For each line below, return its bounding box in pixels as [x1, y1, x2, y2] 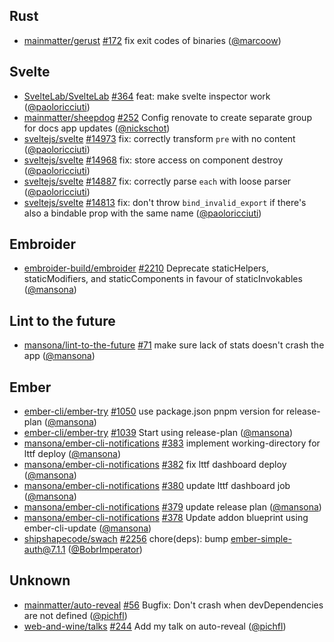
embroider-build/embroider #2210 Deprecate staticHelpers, [23, 262, 269, 274]
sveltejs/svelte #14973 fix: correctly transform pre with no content [23, 132, 296, 144]
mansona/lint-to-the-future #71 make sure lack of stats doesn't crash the [23, 339, 325, 351]
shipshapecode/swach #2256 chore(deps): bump [23, 533, 229, 545]
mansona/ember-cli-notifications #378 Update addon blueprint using [23, 512, 309, 524]
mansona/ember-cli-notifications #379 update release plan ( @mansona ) [23, 501, 322, 513]
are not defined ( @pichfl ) [23, 609, 128, 621]
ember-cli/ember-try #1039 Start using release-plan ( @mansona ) [23, 427, 293, 439]
